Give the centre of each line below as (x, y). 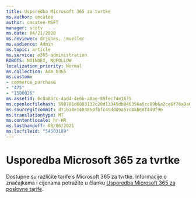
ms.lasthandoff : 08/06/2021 (40, 126)
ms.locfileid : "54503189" (37, 132)
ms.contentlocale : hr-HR (36, 121)
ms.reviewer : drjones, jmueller (45, 39)
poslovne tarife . (25, 189)
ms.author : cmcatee (30, 17)
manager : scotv (24, 28)
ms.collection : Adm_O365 (36, 71)
